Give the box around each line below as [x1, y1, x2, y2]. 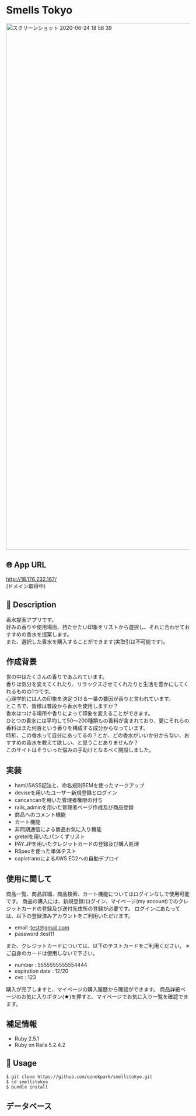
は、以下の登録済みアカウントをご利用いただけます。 [6, 912, 134, 919]
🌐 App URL [6, 560, 47, 570]
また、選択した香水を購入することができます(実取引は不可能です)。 [6, 638, 169, 645]
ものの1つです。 [16, 688, 54, 695]
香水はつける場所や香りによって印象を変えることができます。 [6, 710, 153, 717]
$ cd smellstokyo [6, 1079, 48, 1085]
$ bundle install [6, 1084, 48, 1090]
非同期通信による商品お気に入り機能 [14, 826, 102, 833]
